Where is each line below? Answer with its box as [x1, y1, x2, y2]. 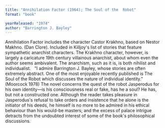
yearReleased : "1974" [5, 21, 50, 26]
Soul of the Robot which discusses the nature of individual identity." [5, 76, 143, 82]
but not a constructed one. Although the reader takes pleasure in [5, 92, 138, 98]
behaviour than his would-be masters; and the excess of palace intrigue [5, 108, 152, 114]
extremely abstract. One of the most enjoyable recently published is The [5, 70, 153, 77]
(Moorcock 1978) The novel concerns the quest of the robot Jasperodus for [5, 81, 160, 87]
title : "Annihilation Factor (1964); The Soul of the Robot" [5, 7, 136, 12]
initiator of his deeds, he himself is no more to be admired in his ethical [5, 102, 150, 108]
